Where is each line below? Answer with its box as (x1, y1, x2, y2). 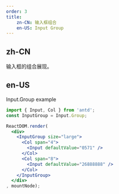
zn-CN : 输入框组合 (16, 19, 57, 25)
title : (6, 14, 22, 20)
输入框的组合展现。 (6, 63, 52, 70)
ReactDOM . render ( (6, 123, 48, 129)
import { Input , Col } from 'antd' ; (6, 107, 95, 113)
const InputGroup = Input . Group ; (6, 113, 87, 118)
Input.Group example (6, 96, 57, 103)
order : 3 (6, 8, 27, 15)
